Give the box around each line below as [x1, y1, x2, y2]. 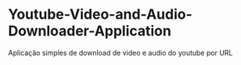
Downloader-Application [8, 22, 172, 40]
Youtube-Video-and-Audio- [8, 5, 193, 23]
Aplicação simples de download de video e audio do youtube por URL [8, 48, 233, 57]
